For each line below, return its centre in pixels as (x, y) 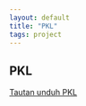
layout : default (39, 18)
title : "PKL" (34, 26)
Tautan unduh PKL (43, 93)
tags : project (36, 34)
